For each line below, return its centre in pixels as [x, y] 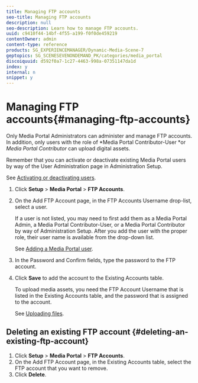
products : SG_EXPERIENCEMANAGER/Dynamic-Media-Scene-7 [75, 50]
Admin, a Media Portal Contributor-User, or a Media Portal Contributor [100, 225]
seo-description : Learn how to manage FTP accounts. [72, 28]
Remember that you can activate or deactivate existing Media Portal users [96, 160]
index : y [17, 67]
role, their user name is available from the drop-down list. [85, 237]
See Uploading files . [39, 314]
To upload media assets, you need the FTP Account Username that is [99, 289]
